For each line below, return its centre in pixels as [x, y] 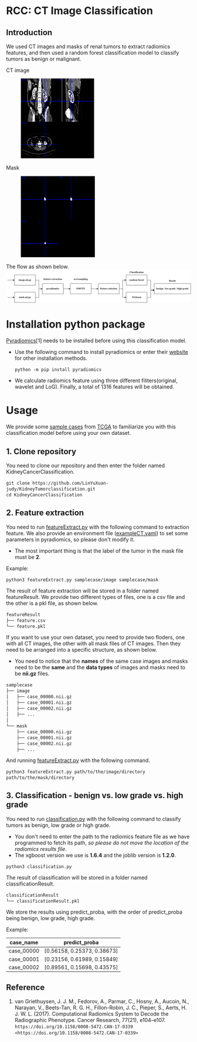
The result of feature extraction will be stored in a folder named [83, 591]
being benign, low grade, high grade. [51, 918]
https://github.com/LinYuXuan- [70, 483]
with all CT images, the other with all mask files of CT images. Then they [94, 643]
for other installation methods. [51, 358]
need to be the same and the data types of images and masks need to [100, 667]
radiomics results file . [41, 849]
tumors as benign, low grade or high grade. [58, 825]
